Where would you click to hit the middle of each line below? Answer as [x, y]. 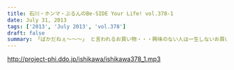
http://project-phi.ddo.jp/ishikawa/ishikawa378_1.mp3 [84, 59]
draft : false [26, 33]
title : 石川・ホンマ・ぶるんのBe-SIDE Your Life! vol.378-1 [91, 14]
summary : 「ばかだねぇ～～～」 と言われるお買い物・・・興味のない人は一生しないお [114, 40]
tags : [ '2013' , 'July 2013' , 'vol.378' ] [67, 26]
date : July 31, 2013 [37, 20]
